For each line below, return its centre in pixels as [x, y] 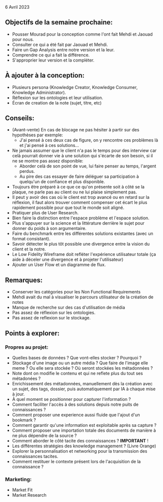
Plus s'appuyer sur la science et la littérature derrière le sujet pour [78, 223]
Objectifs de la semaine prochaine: [59, 22]
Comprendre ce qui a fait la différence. [51, 55]
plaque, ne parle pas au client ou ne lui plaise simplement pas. [74, 192]
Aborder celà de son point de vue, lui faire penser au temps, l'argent [88, 166]
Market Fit [22, 490]
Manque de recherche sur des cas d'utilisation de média [69, 308]
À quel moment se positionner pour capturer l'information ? [72, 399]
